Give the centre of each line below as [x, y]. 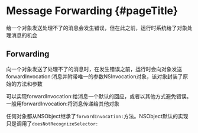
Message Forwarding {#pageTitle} [92, 11]
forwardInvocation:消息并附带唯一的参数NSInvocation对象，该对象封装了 [95, 76]
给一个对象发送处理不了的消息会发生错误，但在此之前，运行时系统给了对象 [97, 28]
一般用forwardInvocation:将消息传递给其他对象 [63, 104]
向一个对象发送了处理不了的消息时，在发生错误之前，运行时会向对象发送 [94, 69]
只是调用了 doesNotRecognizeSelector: [52, 123]
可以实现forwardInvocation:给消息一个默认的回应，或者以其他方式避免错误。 [99, 96]
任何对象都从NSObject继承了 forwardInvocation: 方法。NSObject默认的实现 [97, 116]
